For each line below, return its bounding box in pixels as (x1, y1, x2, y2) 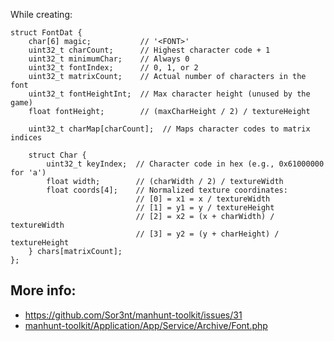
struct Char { (28, 150, 87, 160)
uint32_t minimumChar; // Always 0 (28, 54, 190, 64)
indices (10, 133, 43, 143)
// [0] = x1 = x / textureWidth (135, 194, 271, 204)
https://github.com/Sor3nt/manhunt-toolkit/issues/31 (24, 309, 243, 321)
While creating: (10, 9, 73, 20)
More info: (10, 282, 77, 299)
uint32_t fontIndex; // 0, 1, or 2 (28, 63, 199, 73)
